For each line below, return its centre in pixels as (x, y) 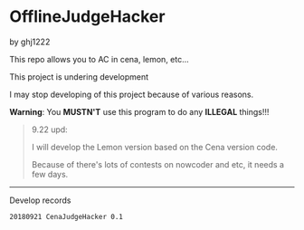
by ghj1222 (30, 42)
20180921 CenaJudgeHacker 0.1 (66, 216)
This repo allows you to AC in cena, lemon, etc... (100, 59)
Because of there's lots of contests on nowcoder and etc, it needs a (158, 164)
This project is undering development (79, 77)
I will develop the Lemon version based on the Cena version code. (155, 147)
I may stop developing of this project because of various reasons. (132, 94)
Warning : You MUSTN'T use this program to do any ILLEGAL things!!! (139, 111)
